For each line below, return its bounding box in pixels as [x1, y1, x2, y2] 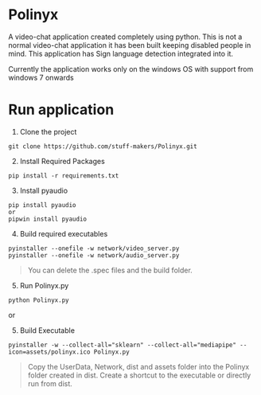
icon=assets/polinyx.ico [8, 348, 91, 356]
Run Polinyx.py [19, 280, 69, 290]
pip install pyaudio [8, 201, 77, 209]
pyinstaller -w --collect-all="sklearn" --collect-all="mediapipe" [8, 341, 237, 349]
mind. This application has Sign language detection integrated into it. [8, 49, 233, 58]
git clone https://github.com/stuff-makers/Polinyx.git [8, 142, 197, 151]
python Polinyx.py [8, 296, 69, 304]
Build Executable [19, 325, 76, 335]
